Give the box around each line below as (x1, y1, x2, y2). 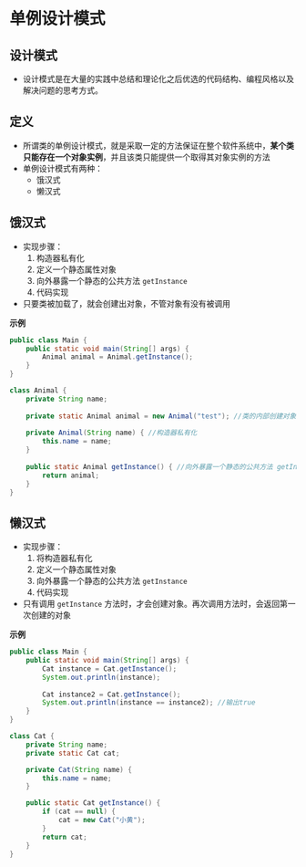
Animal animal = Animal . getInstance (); (42, 352, 194, 361)
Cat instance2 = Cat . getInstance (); (42, 690, 181, 699)
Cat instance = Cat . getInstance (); (42, 663, 178, 674)
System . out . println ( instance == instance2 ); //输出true (42, 698, 256, 707)
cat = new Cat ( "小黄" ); (57, 816, 146, 825)
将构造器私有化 (36, 553, 93, 564)
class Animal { (9, 386, 67, 395)
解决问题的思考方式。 (22, 85, 103, 96)
